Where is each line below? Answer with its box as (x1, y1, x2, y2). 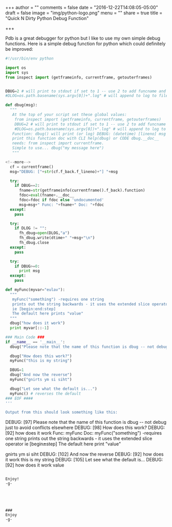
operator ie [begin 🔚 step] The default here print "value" (5, 441, 121, 447)
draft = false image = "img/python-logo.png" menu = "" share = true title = (5, 10, 163, 16)
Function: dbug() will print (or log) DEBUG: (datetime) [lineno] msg (12, 131, 166, 136)
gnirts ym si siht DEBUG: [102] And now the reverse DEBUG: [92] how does (5, 451, 164, 457)
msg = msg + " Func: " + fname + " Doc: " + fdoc (18, 202, 104, 207)
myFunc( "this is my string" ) (10, 358, 72, 363)
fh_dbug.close (18, 240, 50, 245)
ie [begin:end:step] (12, 306, 56, 311)
